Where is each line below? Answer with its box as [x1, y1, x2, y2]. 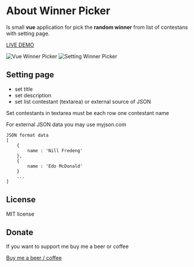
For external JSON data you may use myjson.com [6, 121, 127, 128]
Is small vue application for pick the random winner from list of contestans [6, 24, 188, 31]
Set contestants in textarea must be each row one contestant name [6, 109, 169, 116]
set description [14, 91, 51, 98]
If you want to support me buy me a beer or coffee [6, 243, 129, 250]
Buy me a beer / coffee [6, 255, 62, 262]
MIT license [6, 210, 35, 217]
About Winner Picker [6, 4, 111, 18]
